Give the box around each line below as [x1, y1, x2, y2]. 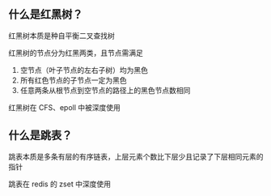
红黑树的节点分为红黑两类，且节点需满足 [8, 48, 143, 58]
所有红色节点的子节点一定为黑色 [19, 75, 127, 85]
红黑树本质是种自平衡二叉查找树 [8, 31, 115, 40]
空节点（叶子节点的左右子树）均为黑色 [19, 65, 148, 75]
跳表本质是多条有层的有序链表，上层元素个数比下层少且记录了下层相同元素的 [8, 151, 264, 161]
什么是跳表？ [8, 129, 73, 143]
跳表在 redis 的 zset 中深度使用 [8, 179, 112, 189]
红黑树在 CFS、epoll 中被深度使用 [8, 102, 121, 112]
